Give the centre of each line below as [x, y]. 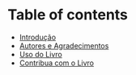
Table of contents [68, 15]
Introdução [38, 37]
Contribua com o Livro [57, 63]
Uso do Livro [40, 54]
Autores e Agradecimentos [64, 45]
